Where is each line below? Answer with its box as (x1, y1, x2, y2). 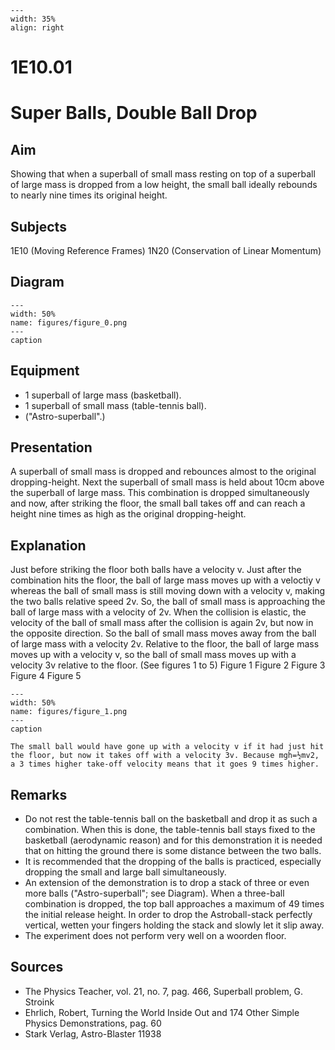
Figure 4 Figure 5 (10, 670, 82, 682)
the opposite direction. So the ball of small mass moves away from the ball (10, 627, 317, 640)
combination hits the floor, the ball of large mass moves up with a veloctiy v (10, 574, 321, 586)
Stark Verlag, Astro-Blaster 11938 (24, 1027, 162, 1040)
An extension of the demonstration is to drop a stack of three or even (24, 877, 310, 889)
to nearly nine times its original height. (10, 189, 168, 201)
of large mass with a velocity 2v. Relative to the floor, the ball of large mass (10, 638, 320, 650)
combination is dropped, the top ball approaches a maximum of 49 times (24, 898, 325, 910)
